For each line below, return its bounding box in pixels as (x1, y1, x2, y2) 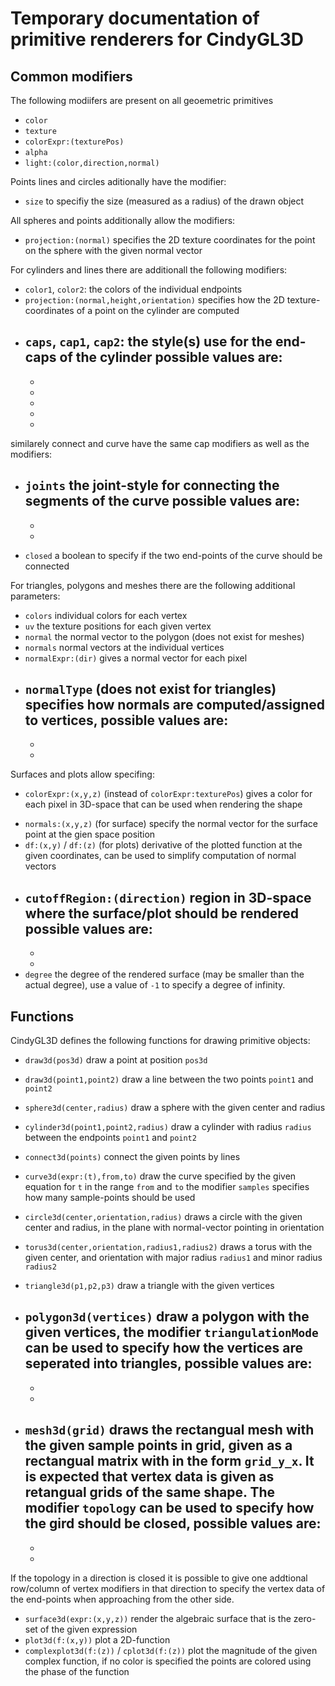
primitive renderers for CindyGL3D (10, 28, 305, 51)
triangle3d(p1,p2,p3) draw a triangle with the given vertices (24, 1280, 275, 1292)
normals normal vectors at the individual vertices (24, 641, 225, 653)
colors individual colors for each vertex (24, 609, 188, 621)
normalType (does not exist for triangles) (24, 681, 277, 698)
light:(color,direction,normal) (24, 158, 160, 168)
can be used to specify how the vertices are (24, 1340, 303, 1357)
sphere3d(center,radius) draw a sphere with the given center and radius (24, 1102, 326, 1114)
